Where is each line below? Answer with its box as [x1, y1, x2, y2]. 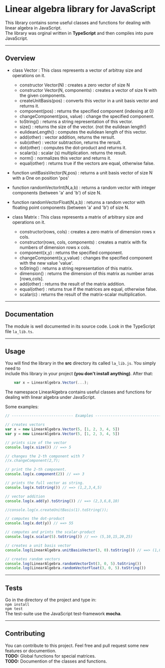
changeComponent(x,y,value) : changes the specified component [19, 254, 153, 261]
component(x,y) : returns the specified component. [19, 250, 123, 255]
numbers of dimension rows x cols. [19, 244, 91, 250]
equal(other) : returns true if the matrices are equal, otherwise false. [19, 286, 157, 292]
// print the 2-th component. [5, 467, 67, 472]
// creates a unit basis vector [5, 543, 71, 548]
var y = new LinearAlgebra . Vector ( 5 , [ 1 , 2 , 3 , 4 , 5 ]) [5, 431, 120, 436]
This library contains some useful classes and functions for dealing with [5, 20, 151, 26]
